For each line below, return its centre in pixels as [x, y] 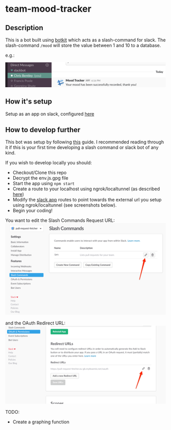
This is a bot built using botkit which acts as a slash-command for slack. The [85, 40]
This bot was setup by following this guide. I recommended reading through [85, 142]
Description [24, 28]
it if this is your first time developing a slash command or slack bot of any [82, 147]
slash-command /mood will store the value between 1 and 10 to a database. [83, 45]
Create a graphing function [41, 422]
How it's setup [29, 102]
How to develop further [43, 130]
